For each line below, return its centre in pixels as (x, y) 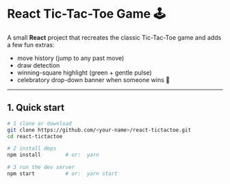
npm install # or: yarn (53, 155)
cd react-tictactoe (35, 136)
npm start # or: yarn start (62, 174)
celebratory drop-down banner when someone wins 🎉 (93, 79)
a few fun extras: (31, 44)
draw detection (38, 65)
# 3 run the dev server (41, 168)
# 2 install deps (32, 148)
